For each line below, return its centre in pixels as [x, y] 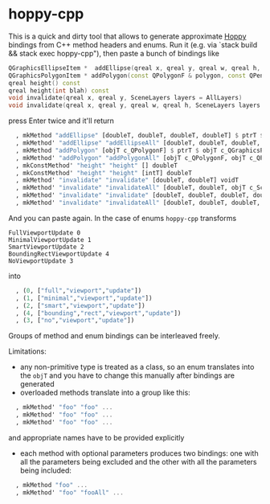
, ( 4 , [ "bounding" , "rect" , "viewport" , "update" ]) [98, 313]
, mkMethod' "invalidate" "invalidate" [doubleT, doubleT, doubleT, [133, 195]
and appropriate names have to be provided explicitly [96, 437]
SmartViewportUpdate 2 [46, 247]
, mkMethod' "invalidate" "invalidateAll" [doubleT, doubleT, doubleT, [138, 203]
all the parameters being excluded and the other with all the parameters [138, 461]
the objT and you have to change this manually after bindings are [127, 375]
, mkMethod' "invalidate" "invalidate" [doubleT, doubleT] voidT [127, 180]
